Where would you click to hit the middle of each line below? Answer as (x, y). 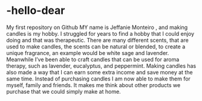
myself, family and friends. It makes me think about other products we (93, 85)
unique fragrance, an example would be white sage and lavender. (88, 53)
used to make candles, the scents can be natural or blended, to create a (96, 47)
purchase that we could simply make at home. (64, 91)
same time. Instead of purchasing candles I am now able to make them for (98, 79)
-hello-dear (36, 11)
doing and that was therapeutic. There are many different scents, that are (97, 40)
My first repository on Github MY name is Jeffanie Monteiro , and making (97, 27)
